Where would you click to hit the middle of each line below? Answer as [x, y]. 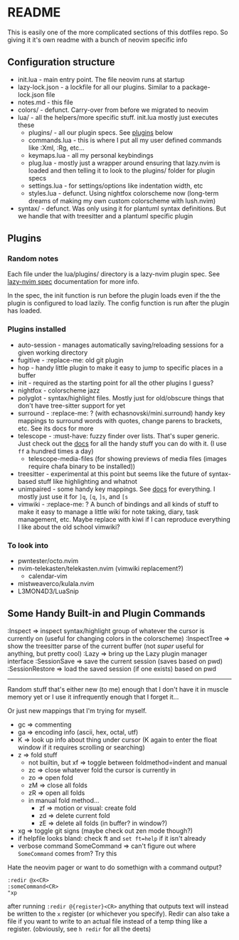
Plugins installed [37, 329]
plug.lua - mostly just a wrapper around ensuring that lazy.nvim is [124, 163]
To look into [28, 545]
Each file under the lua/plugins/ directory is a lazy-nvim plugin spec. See [114, 274]
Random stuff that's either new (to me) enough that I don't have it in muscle [118, 689]
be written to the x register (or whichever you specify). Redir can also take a [118, 914]
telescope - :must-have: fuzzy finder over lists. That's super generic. [118, 435]
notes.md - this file [45, 102]
